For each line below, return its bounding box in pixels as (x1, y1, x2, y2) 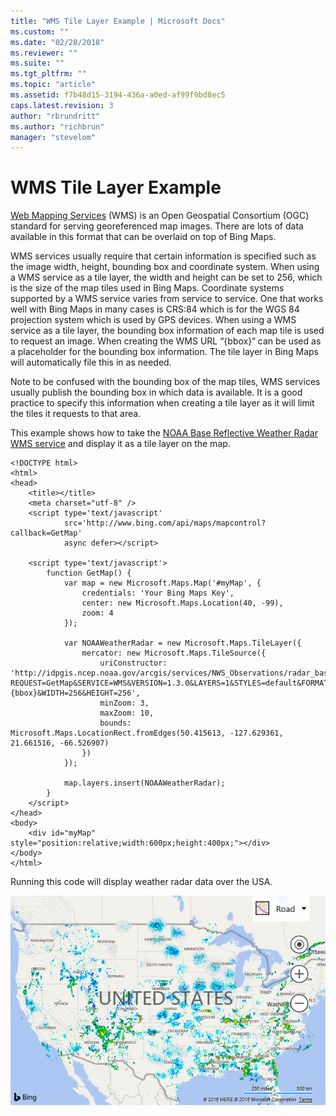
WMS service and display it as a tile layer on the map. (10, 438, 231, 450)
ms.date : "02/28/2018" (10, 37, 105, 47)
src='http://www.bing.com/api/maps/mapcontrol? (63, 518, 267, 529)
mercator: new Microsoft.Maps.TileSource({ (81, 648, 267, 659)
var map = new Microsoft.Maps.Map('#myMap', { (63, 578, 262, 589)
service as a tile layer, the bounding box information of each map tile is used (10, 325, 325, 337)
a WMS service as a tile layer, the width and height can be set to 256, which (10, 271, 323, 284)
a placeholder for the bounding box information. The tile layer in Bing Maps (10, 346, 319, 358)
